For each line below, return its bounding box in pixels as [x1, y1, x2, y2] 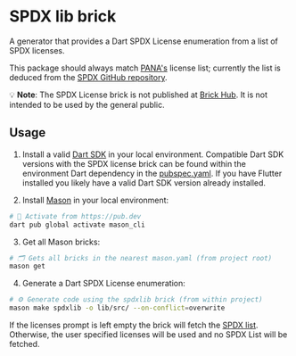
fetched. [9, 339, 40, 349]
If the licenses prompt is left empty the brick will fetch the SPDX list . [9, 319, 259, 330]
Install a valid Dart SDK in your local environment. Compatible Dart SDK [21, 149, 284, 160]
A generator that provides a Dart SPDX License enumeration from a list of [9, 36, 279, 46]
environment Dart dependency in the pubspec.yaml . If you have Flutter [21, 168, 283, 178]
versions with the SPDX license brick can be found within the [21, 158, 247, 169]
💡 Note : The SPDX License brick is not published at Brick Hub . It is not [9, 89, 268, 100]
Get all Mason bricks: [21, 236, 101, 247]
